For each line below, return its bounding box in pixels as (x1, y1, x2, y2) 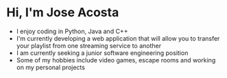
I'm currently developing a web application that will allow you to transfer (16, 34, 220, 42)
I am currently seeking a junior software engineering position (16, 49, 189, 57)
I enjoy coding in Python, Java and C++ (16, 27, 128, 35)
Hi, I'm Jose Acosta (6, 5, 119, 20)
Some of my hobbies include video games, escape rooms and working (16, 56, 216, 64)
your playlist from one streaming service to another (16, 41, 162, 50)
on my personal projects (16, 63, 85, 71)
